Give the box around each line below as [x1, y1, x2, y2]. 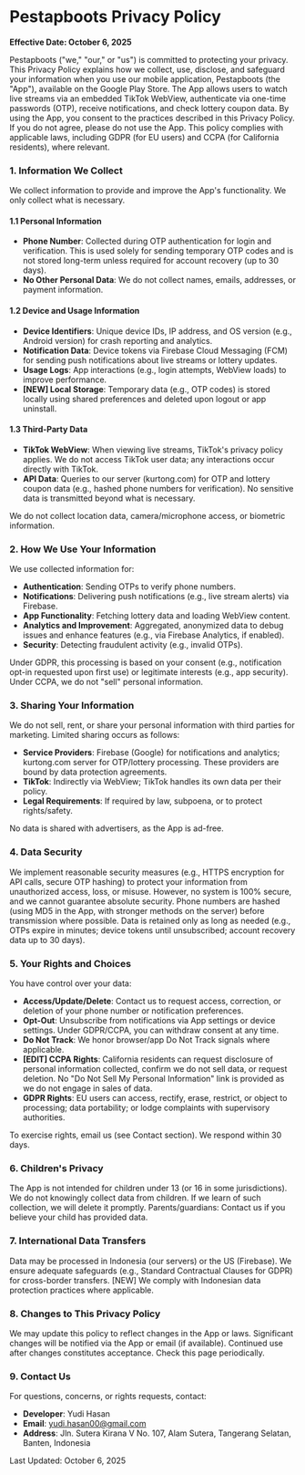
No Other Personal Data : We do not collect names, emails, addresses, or [22, 275, 296, 286]
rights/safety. [22, 805, 73, 816]
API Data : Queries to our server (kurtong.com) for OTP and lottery [22, 473, 270, 484]
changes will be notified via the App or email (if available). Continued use [9, 1337, 284, 1348]
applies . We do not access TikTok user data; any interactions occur [22, 453, 275, 464]
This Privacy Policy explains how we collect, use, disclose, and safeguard [9, 64, 285, 75]
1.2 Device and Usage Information [9, 306, 140, 317]
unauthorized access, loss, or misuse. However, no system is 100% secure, [9, 886, 292, 897]
